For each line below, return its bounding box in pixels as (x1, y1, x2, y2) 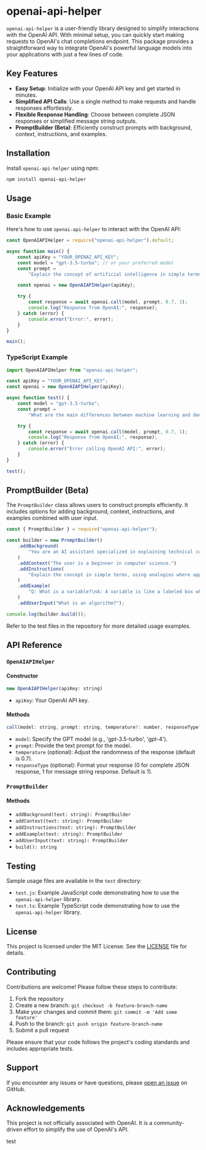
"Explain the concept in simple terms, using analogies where (28, 571, 191, 577)
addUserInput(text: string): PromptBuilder (15, 838, 129, 844)
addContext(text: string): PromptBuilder (15, 818, 123, 824)
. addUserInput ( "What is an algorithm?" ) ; (17, 600, 124, 606)
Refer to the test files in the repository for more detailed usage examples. (6, 622, 191, 630)
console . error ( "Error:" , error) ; (28, 316, 114, 322)
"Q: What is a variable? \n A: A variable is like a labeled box (28, 588, 193, 595)
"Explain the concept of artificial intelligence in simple (28, 271, 185, 277)
